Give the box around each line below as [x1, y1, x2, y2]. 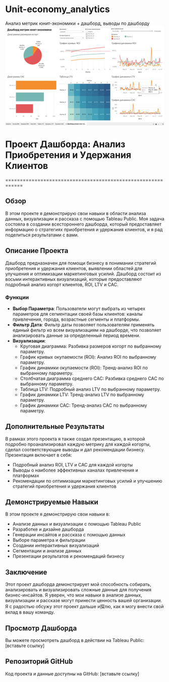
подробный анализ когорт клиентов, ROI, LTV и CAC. [5, 281, 119, 287]
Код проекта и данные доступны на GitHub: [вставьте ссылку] [5, 670, 140, 676]
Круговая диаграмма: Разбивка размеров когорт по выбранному [20, 343, 161, 349]
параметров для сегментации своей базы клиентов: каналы [12, 311, 143, 317]
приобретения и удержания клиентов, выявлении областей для [5, 265, 143, 271]
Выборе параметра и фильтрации [12, 537, 86, 543]
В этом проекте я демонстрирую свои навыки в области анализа [5, 210, 146, 216]
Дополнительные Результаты [5, 422, 105, 431]
